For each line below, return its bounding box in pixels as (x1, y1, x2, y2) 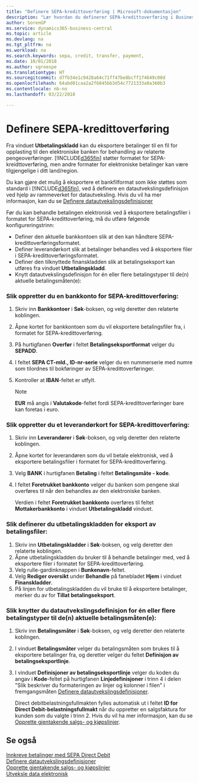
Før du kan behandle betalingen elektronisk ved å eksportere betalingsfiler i (6, 209, 191, 216)
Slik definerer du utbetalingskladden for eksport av (6, 520, 156, 529)
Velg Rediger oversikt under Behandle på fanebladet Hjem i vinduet (14, 572, 182, 580)
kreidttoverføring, (6, 161, 49, 168)
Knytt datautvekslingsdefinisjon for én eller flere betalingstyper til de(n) (14, 270, 190, 278)
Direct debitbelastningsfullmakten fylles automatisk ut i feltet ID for (14, 699, 178, 706)
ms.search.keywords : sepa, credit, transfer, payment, (6, 53, 145, 59)
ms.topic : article (6, 31, 52, 37)
